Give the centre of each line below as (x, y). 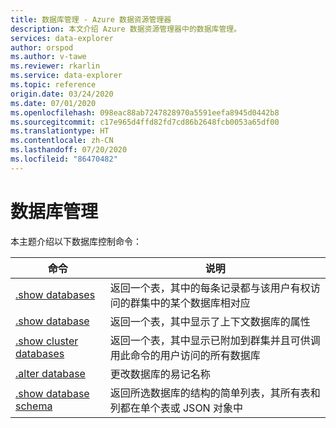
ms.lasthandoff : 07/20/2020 (69, 150)
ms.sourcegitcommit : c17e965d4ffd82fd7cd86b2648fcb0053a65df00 (145, 122)
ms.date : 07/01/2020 (53, 103)
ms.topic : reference (53, 85)
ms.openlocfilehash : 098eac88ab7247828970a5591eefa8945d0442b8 (145, 112)
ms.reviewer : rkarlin (55, 66)
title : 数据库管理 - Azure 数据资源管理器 (91, 19)
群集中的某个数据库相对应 (190, 303)
